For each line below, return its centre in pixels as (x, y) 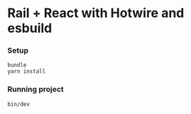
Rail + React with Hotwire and (96, 13)
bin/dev (19, 104)
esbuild (30, 28)
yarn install (27, 72)
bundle (17, 66)
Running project (36, 89)
